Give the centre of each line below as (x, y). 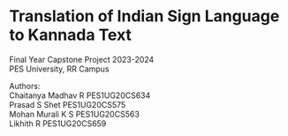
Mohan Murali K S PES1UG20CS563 (74, 114)
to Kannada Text (71, 35)
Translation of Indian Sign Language (144, 16)
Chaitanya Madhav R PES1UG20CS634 (80, 95)
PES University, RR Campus (59, 69)
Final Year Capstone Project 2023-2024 (82, 59)
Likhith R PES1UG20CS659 (58, 123)
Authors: (25, 86)
